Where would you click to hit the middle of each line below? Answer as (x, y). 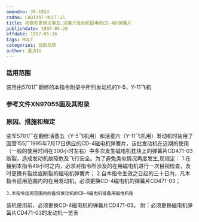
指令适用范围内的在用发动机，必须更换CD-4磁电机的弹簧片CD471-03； (94, 181)
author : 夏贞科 (24, 51)
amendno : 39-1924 (28, 12)
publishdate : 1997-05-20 (37, 28)
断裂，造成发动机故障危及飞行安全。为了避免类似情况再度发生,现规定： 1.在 (99, 158)
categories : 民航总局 (31, 46)
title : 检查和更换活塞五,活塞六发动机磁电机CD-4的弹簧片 (69, 23)
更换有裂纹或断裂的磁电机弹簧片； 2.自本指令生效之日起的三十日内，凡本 (101, 173)
